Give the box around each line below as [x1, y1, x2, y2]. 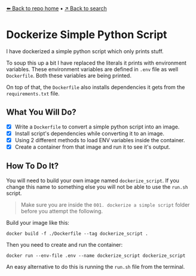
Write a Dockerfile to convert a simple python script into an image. [14, 123, 180, 130]
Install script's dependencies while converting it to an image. [14, 130, 165, 137]
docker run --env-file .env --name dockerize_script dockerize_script [6, 253, 186, 259]
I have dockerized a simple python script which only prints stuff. [6, 47, 164, 55]
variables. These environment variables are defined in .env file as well [6, 65, 178, 73]
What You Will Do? [6, 107, 76, 118]
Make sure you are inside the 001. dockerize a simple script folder [20, 201, 190, 208]
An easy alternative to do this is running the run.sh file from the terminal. [6, 263, 185, 270]
